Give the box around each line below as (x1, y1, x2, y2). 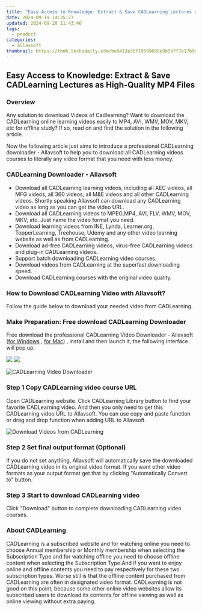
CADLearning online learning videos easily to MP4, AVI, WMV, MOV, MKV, (6, 118, 189, 125)
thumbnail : (6, 48, 34, 54)
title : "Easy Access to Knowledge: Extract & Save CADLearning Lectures (6, 8, 192, 15)
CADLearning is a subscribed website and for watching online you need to (6, 540, 191, 547)
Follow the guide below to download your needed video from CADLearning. (6, 303, 193, 310)
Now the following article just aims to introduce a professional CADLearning (6, 142, 194, 150)
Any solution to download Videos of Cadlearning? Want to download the (6, 112, 185, 119)
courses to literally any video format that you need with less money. (6, 155, 174, 163)
